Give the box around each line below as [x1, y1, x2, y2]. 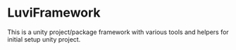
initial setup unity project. [7, 35, 81, 43]
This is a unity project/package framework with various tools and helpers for [7, 28, 229, 36]
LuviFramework [7, 5, 101, 21]
